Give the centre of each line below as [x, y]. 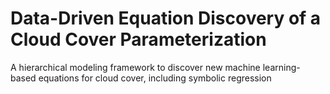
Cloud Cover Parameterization [138, 39]
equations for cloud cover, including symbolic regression [155, 78]
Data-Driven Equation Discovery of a [166, 18]
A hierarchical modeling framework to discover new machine [135, 67]
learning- [281, 67]
